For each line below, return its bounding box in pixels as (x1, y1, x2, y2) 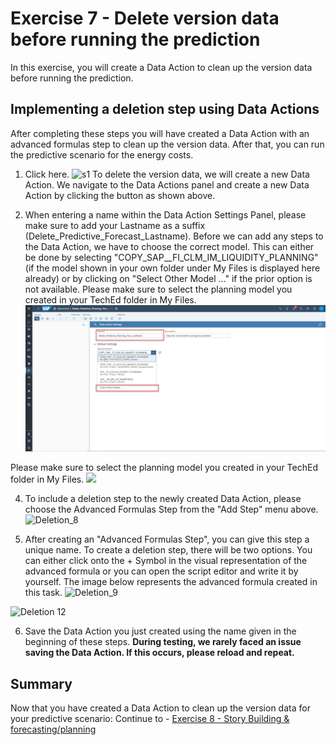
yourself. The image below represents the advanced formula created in (24, 576, 318, 588)
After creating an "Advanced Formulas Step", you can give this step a (24, 533, 310, 546)
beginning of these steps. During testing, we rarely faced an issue (24, 636, 302, 648)
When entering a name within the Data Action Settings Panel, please (24, 208, 307, 221)
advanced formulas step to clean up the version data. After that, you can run (10, 138, 325, 150)
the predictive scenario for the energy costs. (10, 148, 194, 161)
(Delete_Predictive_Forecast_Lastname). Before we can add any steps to (24, 230, 324, 242)
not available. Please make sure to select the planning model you (24, 283, 293, 295)
